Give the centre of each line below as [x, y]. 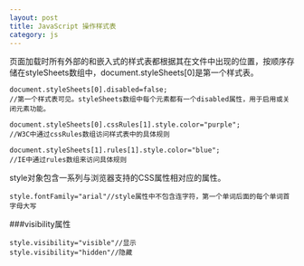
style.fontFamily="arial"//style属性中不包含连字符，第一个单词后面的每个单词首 [150, 197]
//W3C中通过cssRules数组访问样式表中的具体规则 [90, 135]
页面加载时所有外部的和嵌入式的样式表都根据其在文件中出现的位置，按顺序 [148, 62]
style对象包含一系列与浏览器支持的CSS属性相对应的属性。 [118, 178]
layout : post [34, 18]
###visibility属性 [40, 224]
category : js [34, 34]
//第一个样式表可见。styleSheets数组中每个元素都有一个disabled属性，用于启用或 [146, 100]
